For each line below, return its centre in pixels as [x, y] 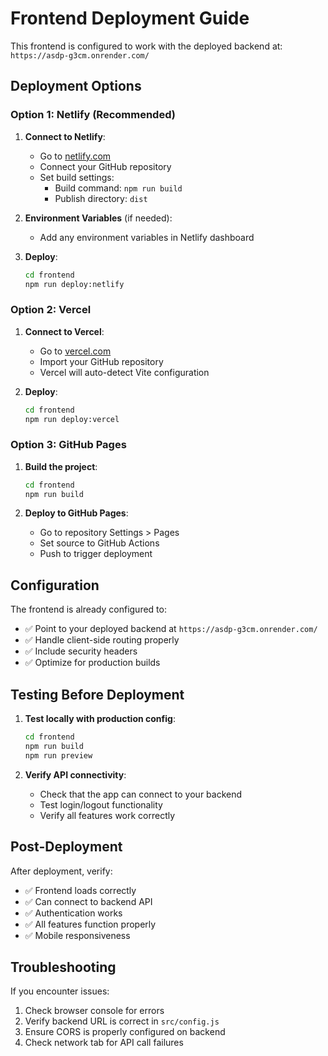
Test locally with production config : [100, 719]
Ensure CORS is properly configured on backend [125, 1032]
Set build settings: [77, 177]
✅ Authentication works [73, 913]
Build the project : [61, 466]
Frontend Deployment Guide [130, 18]
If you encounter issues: [60, 991]
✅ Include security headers [81, 651]
